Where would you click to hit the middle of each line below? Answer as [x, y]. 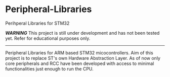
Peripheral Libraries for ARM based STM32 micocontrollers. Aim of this [79, 53]
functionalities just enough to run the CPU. [49, 68]
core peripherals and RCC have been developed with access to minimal [80, 63]
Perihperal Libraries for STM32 [37, 23]
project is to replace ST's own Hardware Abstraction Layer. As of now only [83, 58]
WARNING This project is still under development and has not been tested [82, 33]
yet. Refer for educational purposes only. [48, 38]
